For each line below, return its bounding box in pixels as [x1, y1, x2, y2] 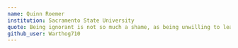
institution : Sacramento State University [7, 17, 135, 24]
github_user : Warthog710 [7, 30, 81, 37]
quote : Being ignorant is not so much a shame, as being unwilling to [7, 23, 220, 30]
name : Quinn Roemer [7, 10, 65, 18]
